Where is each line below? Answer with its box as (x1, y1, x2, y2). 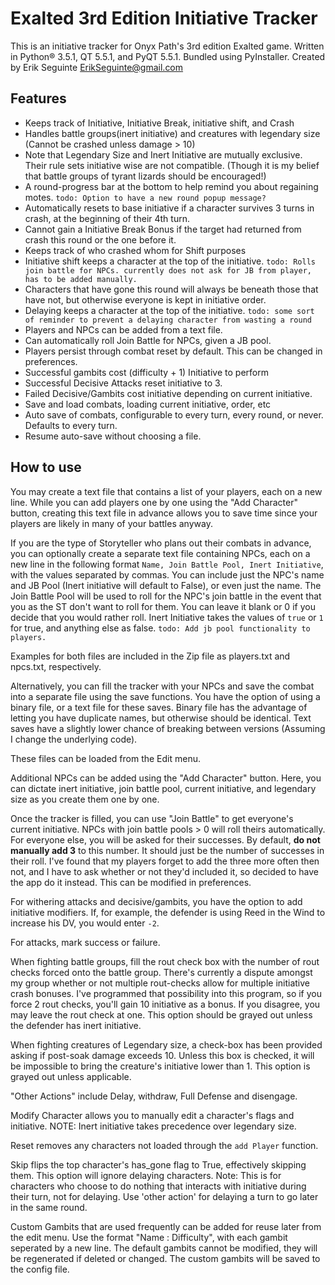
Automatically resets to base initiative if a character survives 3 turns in (24, 202, 315, 214)
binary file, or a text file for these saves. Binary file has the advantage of (10, 701, 308, 713)
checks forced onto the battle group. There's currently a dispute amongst (10, 966, 313, 978)
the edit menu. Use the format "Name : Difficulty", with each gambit (10, 1231, 288, 1243)
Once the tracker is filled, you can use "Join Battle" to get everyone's (10, 812, 294, 824)
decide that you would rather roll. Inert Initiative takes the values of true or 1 (10, 611, 324, 623)
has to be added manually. (24, 274, 138, 284)
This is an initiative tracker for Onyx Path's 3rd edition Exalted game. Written (10, 40, 325, 52)
